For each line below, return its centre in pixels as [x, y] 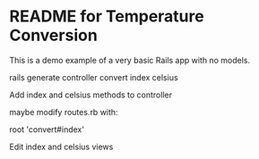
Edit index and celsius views [61, 146]
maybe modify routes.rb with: [64, 112]
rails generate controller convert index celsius [94, 77]
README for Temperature [107, 17]
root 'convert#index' [47, 129]
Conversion [54, 35]
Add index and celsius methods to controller [91, 95]
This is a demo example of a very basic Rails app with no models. [130, 60]
